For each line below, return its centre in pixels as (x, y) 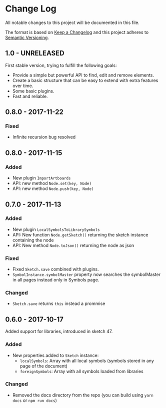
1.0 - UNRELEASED (35, 53)
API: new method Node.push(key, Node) (53, 188)
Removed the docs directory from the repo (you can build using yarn (83, 395)
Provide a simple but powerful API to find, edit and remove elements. (83, 75)
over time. (23, 85)
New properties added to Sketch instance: (55, 355)
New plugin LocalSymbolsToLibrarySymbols (56, 229)
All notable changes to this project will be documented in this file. (72, 22)
